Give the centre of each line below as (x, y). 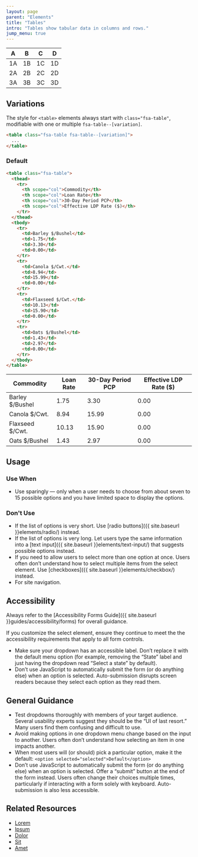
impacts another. (35, 746)
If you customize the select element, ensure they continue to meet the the (96, 633)
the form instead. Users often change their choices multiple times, (95, 777)
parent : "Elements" (30, 17)
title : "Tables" (26, 22)
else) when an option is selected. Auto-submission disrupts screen (95, 676)
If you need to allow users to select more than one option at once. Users (102, 557)
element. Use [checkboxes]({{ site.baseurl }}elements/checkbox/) (95, 570)
